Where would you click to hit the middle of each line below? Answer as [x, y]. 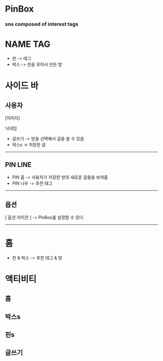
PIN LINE [18, 165]
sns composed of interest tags [42, 24]
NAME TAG [28, 44]
